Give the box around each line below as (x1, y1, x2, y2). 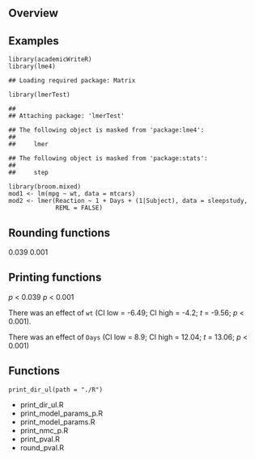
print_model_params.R (19, 416, 96, 427)
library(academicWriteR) (8, 56, 92, 64)
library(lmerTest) (8, 91, 70, 99)
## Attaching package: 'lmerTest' (8, 112, 125, 120)
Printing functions (8, 271, 102, 285)
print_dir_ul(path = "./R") (8, 386, 104, 394)
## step (8, 169, 49, 177)
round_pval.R (19, 442, 65, 452)
